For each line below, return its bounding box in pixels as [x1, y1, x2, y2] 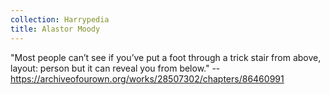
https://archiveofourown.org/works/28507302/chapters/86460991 [10, 72, 285, 85]
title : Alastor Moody [10, 24, 101, 34]
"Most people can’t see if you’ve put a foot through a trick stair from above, [10, 51, 322, 63]
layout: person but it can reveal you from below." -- [10, 62, 221, 74]
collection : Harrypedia [10, 14, 110, 25]
